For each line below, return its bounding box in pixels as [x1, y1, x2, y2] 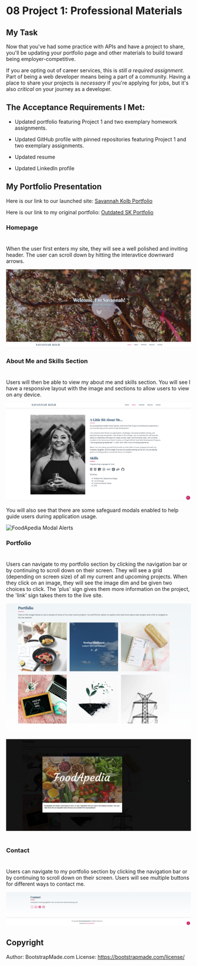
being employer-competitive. [6, 56, 76, 62]
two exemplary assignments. [14, 142, 84, 149]
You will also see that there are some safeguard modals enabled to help [6, 506, 179, 514]
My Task [6, 28, 38, 38]
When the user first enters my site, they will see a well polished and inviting [6, 245, 188, 252]
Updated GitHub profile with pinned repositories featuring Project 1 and [14, 136, 186, 143]
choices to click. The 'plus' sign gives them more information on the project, [6, 586, 190, 593]
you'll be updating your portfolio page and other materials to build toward [6, 49, 183, 56]
